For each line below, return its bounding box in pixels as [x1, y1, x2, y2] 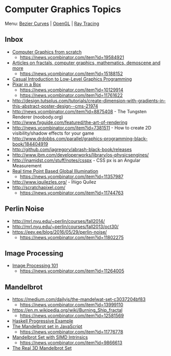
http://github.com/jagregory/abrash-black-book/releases [12, 146, 132, 152]
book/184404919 [12, 141, 48, 147]
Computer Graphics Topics [5, 4, 121, 15]
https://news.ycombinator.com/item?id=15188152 [19, 70, 123, 77]
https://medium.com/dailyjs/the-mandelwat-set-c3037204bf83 [12, 296, 146, 302]
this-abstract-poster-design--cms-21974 [12, 103, 98, 109]
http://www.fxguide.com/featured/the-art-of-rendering [12, 119, 128, 125]
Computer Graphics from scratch [12, 48, 82, 55]
